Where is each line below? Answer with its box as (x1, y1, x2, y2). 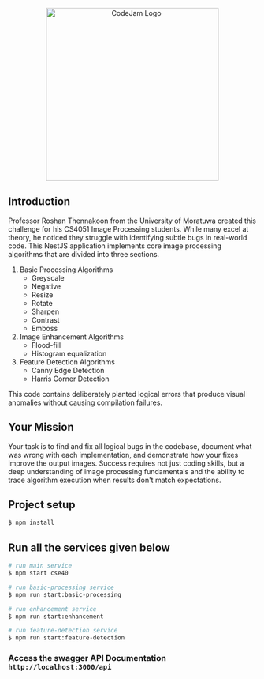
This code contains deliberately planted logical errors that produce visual (8, 389, 246, 398)
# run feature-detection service (8, 627, 118, 635)
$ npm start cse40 (8, 569, 69, 577)
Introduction (8, 194, 71, 209)
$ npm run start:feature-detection (8, 634, 125, 642)
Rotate (31, 298, 53, 307)
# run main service (8, 562, 73, 570)
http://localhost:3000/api (8, 662, 112, 672)
